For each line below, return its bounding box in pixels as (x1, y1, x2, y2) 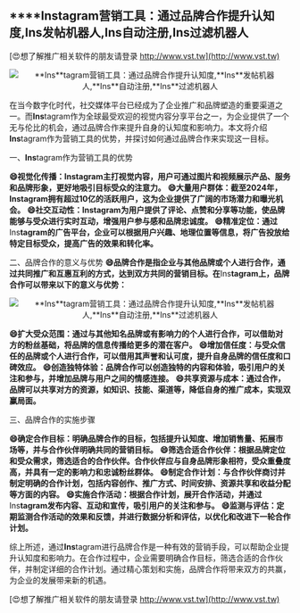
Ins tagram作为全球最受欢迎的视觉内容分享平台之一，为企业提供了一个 (32, 111, 289, 121)
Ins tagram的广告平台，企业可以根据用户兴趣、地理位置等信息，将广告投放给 (9, 227, 290, 237)
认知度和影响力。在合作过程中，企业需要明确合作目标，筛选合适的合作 (16, 552, 275, 563)
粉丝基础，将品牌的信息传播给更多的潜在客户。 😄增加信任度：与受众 (24, 339, 279, 350)
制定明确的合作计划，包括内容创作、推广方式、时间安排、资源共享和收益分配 (9, 477, 291, 488)
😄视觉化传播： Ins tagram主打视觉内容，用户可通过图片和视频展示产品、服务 (9, 170, 291, 181)
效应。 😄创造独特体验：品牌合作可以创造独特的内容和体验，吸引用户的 (16, 361, 279, 372)
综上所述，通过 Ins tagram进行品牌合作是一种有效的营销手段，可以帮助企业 (9, 541, 281, 551)
